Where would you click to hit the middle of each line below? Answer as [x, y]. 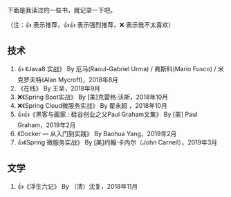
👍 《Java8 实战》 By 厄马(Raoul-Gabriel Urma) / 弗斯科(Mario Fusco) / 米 [121, 68]
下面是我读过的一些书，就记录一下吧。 [62, 10]
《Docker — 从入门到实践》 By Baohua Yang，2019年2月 [97, 133]
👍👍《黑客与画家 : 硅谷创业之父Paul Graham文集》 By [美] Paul [107, 114]
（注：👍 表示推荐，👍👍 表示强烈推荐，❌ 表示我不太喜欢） [91, 25]
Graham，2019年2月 [46, 125]
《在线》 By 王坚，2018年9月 [59, 88]
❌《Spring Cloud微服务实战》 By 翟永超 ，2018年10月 [92, 105]
